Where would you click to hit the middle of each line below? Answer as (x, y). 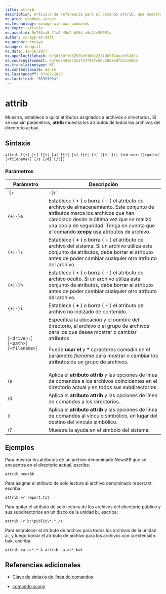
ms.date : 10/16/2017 (26, 51)
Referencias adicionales (43, 565)
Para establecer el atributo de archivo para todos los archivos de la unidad (81, 530)
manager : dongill (23, 47)
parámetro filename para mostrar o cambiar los (103, 356)
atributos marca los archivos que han (92, 213)
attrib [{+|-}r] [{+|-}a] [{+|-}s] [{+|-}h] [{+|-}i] (62, 155)
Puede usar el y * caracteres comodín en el (99, 349)
